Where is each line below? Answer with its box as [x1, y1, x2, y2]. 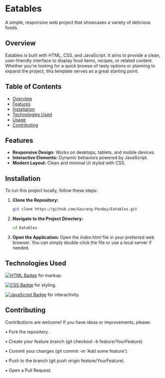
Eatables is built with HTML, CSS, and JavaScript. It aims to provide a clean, [5, 52, 161, 58]
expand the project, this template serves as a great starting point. [5, 68, 139, 74]
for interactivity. [47, 291, 80, 298]
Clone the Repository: [12, 197, 59, 203]
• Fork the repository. [5, 328, 49, 335]
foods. [5, 24, 18, 30]
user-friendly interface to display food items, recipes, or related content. [5, 58, 153, 63]
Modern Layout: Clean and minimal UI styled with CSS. [12, 160, 126, 166]
